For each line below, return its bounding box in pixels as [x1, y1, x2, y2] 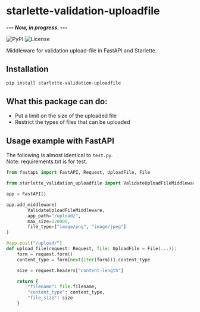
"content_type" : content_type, [27, 289, 105, 295]
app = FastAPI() [6, 191, 46, 197]
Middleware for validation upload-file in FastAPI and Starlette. [6, 46, 157, 54]
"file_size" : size [27, 295, 73, 301]
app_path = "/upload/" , [27, 213, 82, 219]
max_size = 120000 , [27, 219, 70, 224]
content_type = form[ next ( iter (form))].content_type [17, 257, 151, 263]
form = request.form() [17, 251, 73, 257]
